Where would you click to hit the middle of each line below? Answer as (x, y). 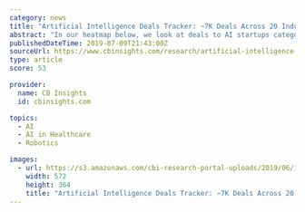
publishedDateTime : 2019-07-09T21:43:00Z (89, 43)
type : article (36, 60)
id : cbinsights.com (54, 101)
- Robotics (38, 143)
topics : (24, 118)
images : (24, 159)
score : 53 (28, 69)
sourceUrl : (30, 52)
